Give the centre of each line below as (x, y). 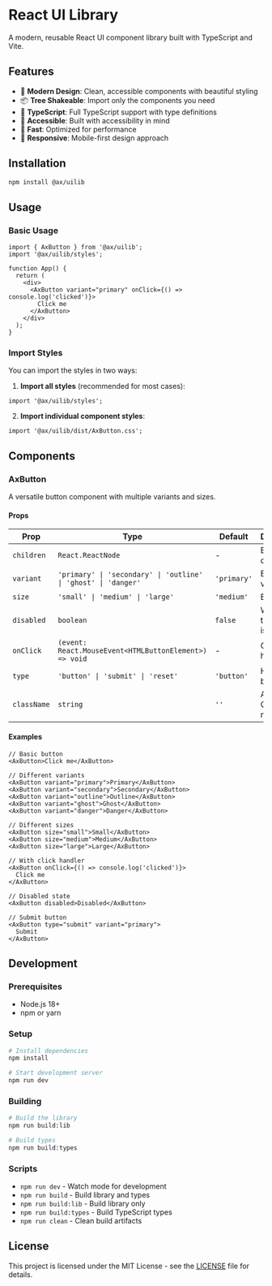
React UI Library (64, 15)
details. (21, 1274)
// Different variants (47, 775)
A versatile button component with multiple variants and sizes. (112, 497)
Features (31, 72)
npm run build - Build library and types (85, 1195)
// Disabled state (39, 896)
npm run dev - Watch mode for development (93, 1186)
